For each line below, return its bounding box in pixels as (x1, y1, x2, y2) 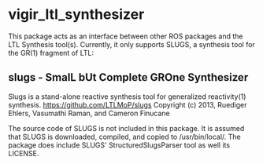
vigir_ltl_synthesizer (8, 5, 145, 24)
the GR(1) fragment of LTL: (8, 48, 94, 57)
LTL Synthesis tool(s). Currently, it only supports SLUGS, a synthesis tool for (8, 39, 256, 49)
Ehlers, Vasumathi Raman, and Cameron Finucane (8, 108, 171, 118)
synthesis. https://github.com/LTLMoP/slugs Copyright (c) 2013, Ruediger (8, 100, 247, 109)
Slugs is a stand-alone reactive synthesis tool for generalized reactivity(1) (8, 92, 246, 101)
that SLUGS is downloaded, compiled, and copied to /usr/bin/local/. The (8, 132, 242, 141)
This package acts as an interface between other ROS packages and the (8, 31, 243, 41)
